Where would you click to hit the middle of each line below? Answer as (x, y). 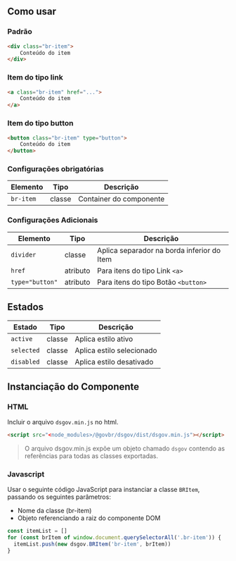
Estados (26, 307)
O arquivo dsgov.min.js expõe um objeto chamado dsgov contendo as (125, 449)
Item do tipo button (40, 123)
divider (24, 254)
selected (25, 350)
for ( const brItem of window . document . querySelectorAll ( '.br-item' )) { (114, 538)
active (22, 339)
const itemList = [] (38, 531)
